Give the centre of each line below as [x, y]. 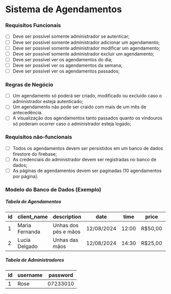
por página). [25, 176]
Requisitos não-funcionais [39, 137]
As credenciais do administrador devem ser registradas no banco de [84, 159]
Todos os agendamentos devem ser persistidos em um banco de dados [88, 148]
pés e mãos [66, 232]
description [67, 216]
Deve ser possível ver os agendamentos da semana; [67, 65]
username [30, 275]
